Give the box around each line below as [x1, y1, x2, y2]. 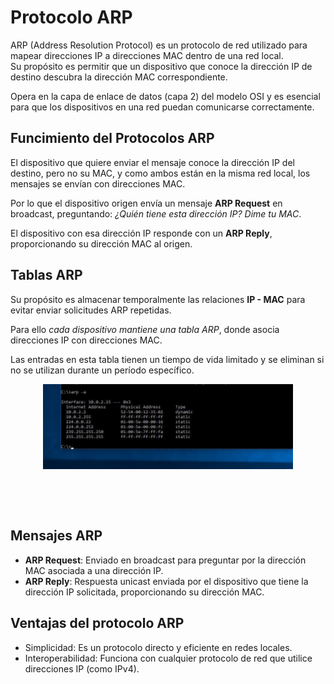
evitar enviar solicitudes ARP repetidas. [10, 304, 172, 316]
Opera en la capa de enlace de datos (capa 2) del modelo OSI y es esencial [10, 90, 321, 102]
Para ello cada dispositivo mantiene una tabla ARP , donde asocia [10, 323, 280, 335]
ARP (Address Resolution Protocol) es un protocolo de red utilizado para [10, 39, 308, 51]
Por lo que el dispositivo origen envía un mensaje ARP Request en [10, 197, 283, 209]
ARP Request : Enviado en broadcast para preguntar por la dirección [24, 554, 307, 566]
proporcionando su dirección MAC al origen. [10, 237, 193, 250]
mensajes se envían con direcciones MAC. [10, 177, 186, 190]
